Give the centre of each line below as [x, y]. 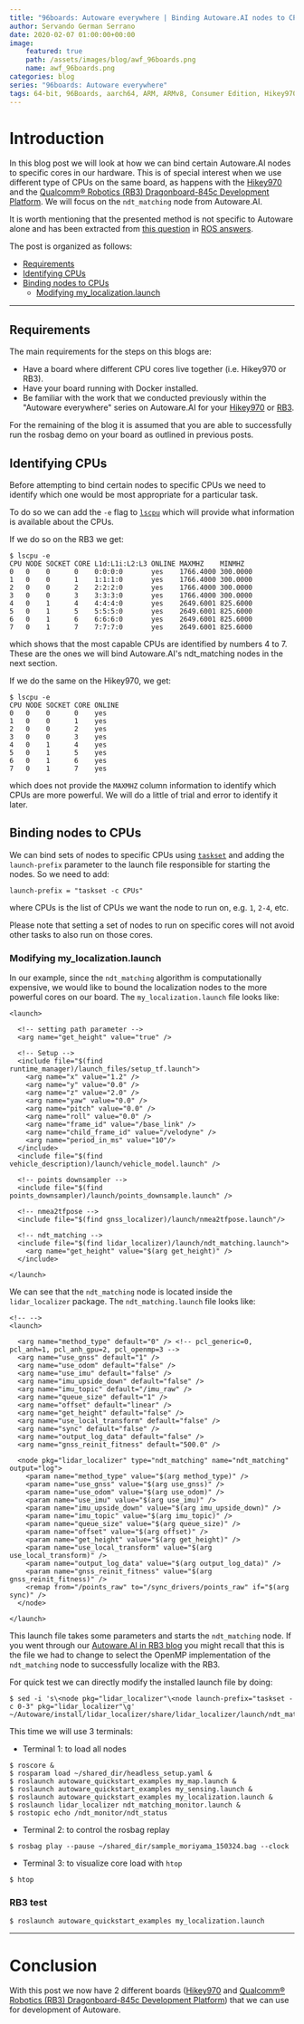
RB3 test [28, 1903]
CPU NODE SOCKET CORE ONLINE [64, 706]
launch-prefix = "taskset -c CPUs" [76, 891]
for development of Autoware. [65, 2010]
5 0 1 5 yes [58, 753]
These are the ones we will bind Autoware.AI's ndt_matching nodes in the [146, 654]
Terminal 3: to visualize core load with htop [102, 1863]
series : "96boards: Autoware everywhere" [89, 85]
